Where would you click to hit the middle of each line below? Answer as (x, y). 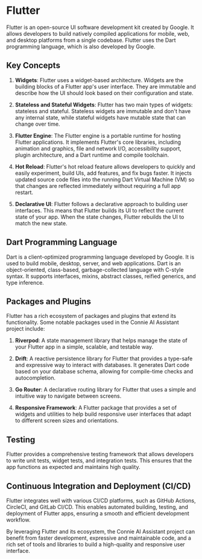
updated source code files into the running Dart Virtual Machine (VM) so (105, 179)
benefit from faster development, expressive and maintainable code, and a (99, 538)
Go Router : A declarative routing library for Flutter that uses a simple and (105, 390)
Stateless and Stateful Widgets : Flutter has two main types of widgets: (104, 105)
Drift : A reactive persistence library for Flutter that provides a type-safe (104, 359)
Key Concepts (33, 66)
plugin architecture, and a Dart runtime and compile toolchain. (92, 155)
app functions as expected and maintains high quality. (73, 467)
